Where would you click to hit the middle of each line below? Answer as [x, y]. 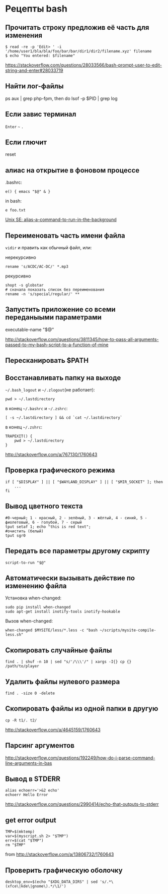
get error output [31, 820]
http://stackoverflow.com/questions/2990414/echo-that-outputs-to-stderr [82, 804]
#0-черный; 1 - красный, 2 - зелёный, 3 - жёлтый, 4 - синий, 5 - [76, 518]
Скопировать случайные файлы [59, 650]
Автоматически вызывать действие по [70, 578]
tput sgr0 [16, 535]
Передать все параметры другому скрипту [77, 551]
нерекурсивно [21, 257]
